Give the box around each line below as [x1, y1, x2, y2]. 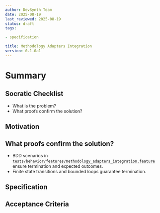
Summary [5, 70, 46, 81]
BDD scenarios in [12, 152, 48, 158]
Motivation [5, 122, 40, 131]
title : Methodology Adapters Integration [5, 44, 92, 49]
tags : [5, 26, 16, 31]
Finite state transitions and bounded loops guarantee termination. [12, 168, 147, 174]
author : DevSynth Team [5, 7, 52, 12]
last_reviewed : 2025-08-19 [5, 16, 61, 21]
